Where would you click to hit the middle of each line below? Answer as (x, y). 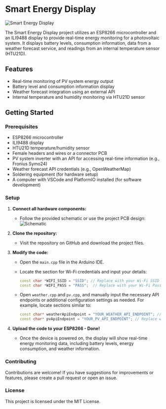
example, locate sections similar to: (55, 305)
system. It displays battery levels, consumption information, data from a (78, 43)
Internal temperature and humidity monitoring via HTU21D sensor (79, 97)
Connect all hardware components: (49, 208)
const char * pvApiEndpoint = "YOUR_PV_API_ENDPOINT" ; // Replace (88, 319)
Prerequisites (21, 127)
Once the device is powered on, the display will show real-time (83, 338)
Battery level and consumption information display (63, 86)
